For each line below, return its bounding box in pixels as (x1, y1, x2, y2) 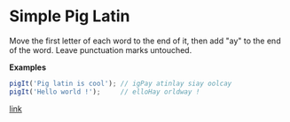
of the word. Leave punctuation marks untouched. (9, 44, 192, 55)
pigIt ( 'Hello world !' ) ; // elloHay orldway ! (9, 87, 200, 96)
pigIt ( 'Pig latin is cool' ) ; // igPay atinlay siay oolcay (9, 79, 232, 88)
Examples (9, 62, 47, 72)
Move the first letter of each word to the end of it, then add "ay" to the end (9, 35, 281, 46)
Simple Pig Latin (9, 6, 130, 27)
